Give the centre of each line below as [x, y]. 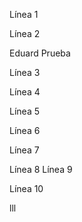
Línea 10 [26, 188]
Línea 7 [24, 150]
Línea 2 [25, 33]
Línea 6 [25, 130]
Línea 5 [24, 111]
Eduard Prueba [40, 53]
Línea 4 [25, 92]
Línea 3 [25, 72]
